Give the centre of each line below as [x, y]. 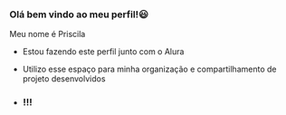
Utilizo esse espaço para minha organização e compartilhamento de [149, 69]
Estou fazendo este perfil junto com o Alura [103, 52]
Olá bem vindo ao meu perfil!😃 [79, 14]
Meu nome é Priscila [48, 34]
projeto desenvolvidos [64, 79]
